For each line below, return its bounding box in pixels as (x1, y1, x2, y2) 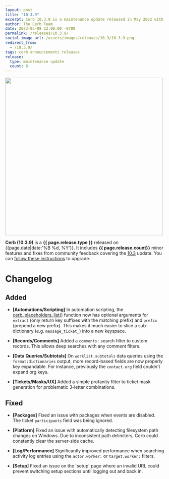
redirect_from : (5, 40, 37, 45)
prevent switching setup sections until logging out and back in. (12, 468, 143, 474)
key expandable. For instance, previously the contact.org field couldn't (12, 364, 160, 370)
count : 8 (10, 64, 28, 69)
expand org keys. (12, 369, 49, 375)
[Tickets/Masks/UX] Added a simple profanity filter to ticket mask (12, 379, 151, 385)
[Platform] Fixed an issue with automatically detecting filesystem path (12, 427, 159, 433)
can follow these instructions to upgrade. (5, 256, 91, 262)
